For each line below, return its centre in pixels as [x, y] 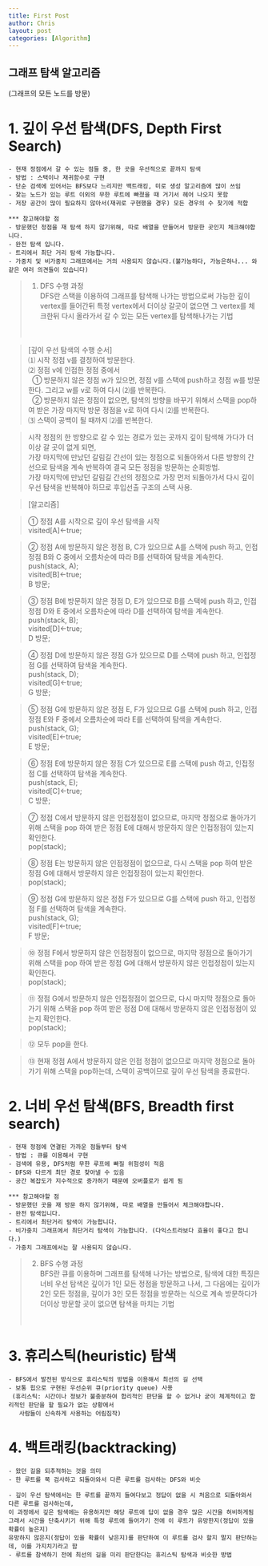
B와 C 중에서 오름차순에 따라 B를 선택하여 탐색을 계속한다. [133, 557]
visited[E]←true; [54, 737]
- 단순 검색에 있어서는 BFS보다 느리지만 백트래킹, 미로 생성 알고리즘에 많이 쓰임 [125, 186]
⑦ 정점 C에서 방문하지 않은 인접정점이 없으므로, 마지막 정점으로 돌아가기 [142, 817]
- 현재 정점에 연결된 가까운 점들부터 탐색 [68, 1147]
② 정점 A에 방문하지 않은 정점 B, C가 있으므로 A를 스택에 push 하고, [136, 547]
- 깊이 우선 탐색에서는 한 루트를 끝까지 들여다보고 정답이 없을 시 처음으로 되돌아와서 [130, 1495]
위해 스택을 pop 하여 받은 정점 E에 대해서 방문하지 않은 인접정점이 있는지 [141, 828]
